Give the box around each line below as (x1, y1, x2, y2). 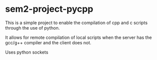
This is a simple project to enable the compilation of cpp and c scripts (5, 20, 148, 26)
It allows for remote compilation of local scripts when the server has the (5, 34, 152, 40)
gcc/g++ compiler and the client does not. (5, 39, 92, 45)
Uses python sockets (5, 49, 49, 55)
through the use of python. (5, 25, 60, 30)
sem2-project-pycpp (5, 3, 93, 15)
